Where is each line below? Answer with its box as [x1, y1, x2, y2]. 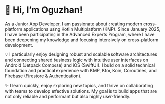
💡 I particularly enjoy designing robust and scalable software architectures [5, 52, 157, 57]
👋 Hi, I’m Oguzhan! [5, 4, 83, 16]
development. [5, 42, 33, 48]
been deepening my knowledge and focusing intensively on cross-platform [5, 37, 159, 43]
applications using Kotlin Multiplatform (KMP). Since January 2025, [23, 26, 161, 32]
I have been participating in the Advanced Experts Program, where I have [5, 31, 155, 37]
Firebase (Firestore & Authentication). [5, 73, 82, 79]
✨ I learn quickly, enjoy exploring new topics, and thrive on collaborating [5, 82, 153, 88]
